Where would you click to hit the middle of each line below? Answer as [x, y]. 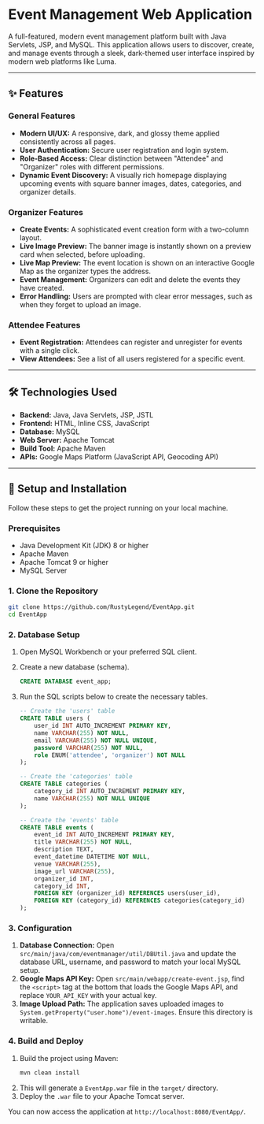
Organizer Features [46, 212]
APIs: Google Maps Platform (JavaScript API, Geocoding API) [119, 457]
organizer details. [48, 191]
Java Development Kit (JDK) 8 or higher [84, 546]
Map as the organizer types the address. [85, 271]
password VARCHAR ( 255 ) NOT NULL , [89, 747]
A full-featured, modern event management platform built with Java [117, 36]
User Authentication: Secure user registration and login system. [124, 150]
